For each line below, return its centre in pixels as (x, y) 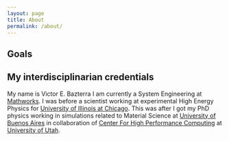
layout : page (26, 13)
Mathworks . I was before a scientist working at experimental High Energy (110, 101)
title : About (26, 20)
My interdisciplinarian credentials (81, 77)
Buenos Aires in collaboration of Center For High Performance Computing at (115, 123)
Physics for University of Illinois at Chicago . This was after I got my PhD (108, 108)
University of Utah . (34, 130)
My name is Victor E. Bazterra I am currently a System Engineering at (105, 94)
